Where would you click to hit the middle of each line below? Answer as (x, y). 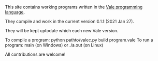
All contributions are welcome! (35, 54)
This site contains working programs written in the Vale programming (74, 7)
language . (15, 12)
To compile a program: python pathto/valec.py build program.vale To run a (79, 40)
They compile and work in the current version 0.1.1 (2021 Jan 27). (70, 21)
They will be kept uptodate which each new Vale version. (62, 30)
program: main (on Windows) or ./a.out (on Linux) (54, 45)
